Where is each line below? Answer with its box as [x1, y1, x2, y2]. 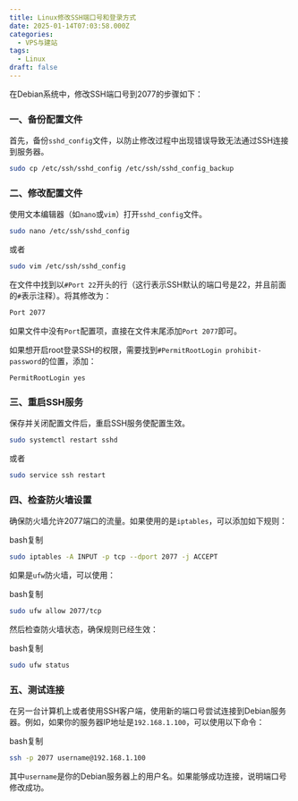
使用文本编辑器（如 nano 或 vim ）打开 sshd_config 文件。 [9, 209, 208, 220]
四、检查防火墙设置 [9, 493, 92, 506]
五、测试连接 [9, 683, 65, 696]
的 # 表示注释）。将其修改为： [9, 291, 112, 301]
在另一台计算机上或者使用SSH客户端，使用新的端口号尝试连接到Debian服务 [9, 705, 286, 716]
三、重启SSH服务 [9, 395, 83, 408]
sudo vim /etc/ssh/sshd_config [9, 262, 126, 271]
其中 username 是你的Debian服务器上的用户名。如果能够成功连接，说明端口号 [9, 771, 287, 782]
